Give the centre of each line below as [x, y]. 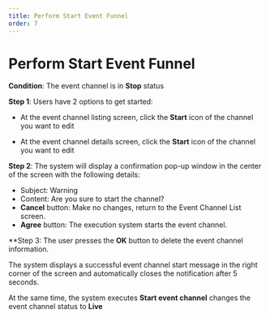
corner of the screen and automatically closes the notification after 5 [123, 273]
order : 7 [23, 24]
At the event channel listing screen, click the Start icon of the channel [137, 118]
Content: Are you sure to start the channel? [92, 199]
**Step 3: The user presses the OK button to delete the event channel [126, 241]
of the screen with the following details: [74, 174]
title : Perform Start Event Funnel [69, 16]
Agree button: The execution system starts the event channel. [124, 225]
